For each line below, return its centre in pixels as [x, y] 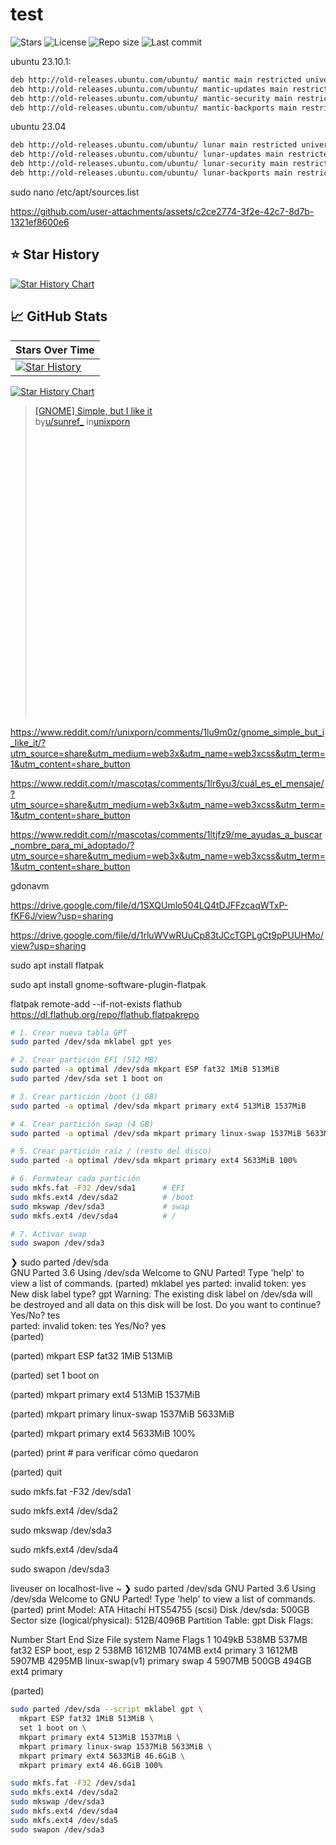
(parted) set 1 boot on [55, 1375]
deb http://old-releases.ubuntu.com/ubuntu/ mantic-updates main [149, 89]
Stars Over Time [55, 350]
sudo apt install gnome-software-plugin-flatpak [108, 984]
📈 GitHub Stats [59, 316]
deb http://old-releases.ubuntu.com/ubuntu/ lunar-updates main [147, 154]
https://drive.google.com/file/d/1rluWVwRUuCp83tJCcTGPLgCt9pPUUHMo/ [167, 935]
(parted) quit [36, 1472]
